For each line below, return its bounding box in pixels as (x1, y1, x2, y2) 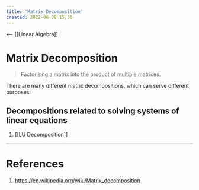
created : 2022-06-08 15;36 (6, 14, 73, 20)
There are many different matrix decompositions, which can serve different (6, 83, 190, 90)
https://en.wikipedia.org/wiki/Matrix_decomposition (14, 177, 141, 184)
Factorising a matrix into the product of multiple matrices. (20, 71, 161, 78)
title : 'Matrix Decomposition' (6, 8, 84, 15)
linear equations (6, 115, 68, 125)
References (6, 157, 64, 171)
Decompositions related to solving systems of (6, 106, 179, 116)
